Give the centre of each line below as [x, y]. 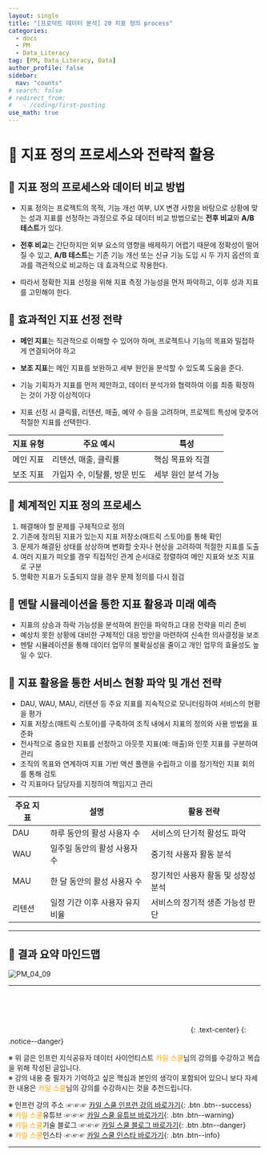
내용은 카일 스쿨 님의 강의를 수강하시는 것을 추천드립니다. [104, 1088]
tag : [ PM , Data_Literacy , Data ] [62, 61]
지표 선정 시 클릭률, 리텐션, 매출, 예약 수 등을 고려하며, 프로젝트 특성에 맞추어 [139, 412]
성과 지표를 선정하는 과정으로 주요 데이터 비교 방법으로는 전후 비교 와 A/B [141, 218]
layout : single [34, 16]
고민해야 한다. [50, 292]
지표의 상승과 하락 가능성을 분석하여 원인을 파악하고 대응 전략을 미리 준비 [133, 625]
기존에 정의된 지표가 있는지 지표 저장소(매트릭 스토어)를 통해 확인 [121, 536]
